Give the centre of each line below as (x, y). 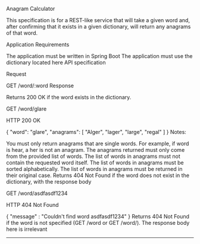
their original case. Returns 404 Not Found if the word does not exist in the (98, 175)
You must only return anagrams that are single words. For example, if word (98, 144)
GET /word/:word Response (40, 86)
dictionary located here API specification (56, 62)
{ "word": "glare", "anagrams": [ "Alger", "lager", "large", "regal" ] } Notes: (96, 132)
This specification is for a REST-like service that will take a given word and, (98, 20)
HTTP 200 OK (23, 120)
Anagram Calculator (31, 9)
